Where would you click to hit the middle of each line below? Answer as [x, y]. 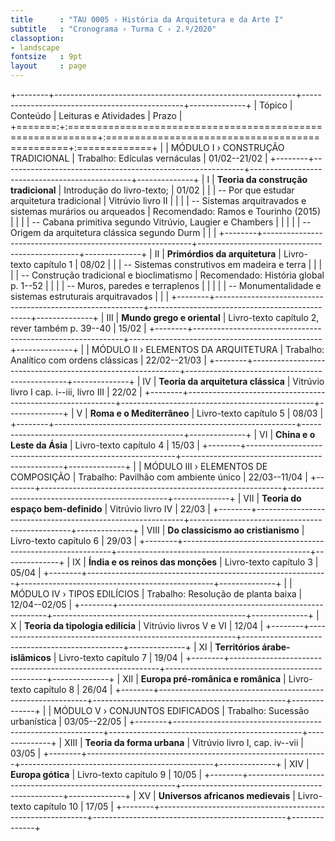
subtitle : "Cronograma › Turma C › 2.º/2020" [113, 29]
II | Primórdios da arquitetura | [218, 254]
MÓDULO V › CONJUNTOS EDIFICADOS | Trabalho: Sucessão [181, 710]
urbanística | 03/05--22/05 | [68, 721]
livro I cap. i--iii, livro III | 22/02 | [76, 392]
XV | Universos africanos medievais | [217, 795]
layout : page [48, 66]
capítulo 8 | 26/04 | [73, 689]
